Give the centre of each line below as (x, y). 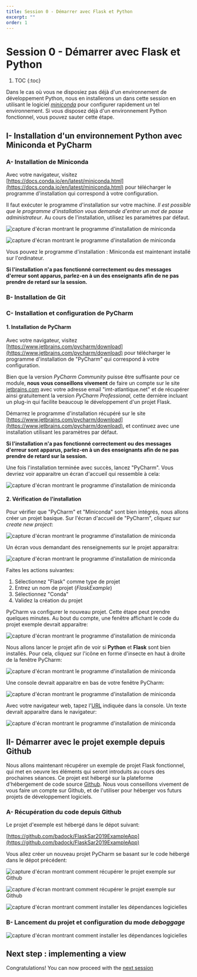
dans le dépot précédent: (37, 860)
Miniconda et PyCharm (49, 145)
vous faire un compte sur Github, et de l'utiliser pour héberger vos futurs (94, 790)
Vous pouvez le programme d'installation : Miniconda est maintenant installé (98, 252)
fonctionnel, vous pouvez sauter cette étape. (60, 117)
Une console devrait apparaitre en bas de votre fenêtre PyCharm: (85, 683)
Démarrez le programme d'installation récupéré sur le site (76, 413)
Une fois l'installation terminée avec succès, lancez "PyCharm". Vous (90, 468)
